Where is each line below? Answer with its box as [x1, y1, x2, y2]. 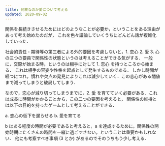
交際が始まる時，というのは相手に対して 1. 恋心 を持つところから [13, 61, 145, 67]
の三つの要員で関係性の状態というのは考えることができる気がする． [5, 55, 143, 60]
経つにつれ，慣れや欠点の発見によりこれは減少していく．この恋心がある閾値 [5, 73, 161, 79]
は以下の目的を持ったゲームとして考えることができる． [5, 102, 117, 108]
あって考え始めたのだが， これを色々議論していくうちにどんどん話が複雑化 [5, 32, 157, 38]
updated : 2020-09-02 [5, 12, 48, 17]
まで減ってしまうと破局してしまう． [5, 79, 78, 85]
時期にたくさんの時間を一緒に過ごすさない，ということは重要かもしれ [9, 129, 152, 135]
